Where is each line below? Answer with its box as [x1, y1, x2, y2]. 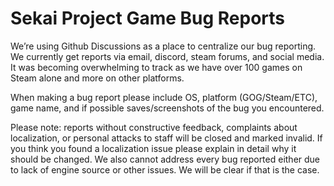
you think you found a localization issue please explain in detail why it [10, 142, 297, 154]
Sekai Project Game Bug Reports [10, 7, 286, 30]
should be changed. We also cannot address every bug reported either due [10, 153, 321, 165]
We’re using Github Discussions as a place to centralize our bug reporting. [10, 40, 317, 52]
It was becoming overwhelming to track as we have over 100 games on [10, 61, 303, 73]
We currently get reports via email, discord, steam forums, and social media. [10, 50, 325, 62]
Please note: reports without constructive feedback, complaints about [10, 121, 298, 133]
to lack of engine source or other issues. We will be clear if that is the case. [10, 163, 320, 176]
